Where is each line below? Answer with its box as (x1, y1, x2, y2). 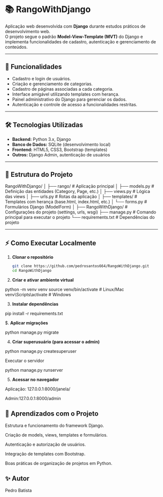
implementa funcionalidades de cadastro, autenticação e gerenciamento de (5, 38, 156, 44)
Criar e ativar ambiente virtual (12, 277, 74, 283)
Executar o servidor (5, 358, 45, 363)
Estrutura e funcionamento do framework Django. (5, 422, 104, 428)
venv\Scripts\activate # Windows (5, 291, 71, 297)
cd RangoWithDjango (12, 268, 52, 273)
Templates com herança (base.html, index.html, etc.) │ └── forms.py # (5, 199, 147, 205)
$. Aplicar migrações (5, 320, 49, 325)
